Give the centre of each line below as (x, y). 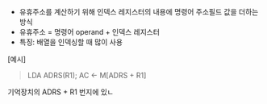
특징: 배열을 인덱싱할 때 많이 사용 (71, 42)
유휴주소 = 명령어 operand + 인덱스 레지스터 (90, 32)
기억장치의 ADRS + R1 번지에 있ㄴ (61, 92)
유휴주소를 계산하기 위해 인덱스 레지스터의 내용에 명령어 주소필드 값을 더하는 (139, 12)
